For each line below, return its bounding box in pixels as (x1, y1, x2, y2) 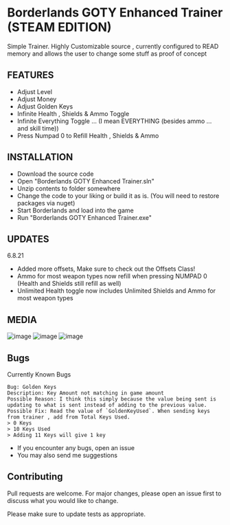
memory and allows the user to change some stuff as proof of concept (7, 49, 207, 58)
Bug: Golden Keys (7, 383, 57, 390)
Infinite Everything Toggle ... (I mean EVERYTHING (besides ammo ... (16, 117, 212, 125)
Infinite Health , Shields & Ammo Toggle (16, 109, 130, 118)
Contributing (7, 471, 63, 482)
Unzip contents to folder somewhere (16, 184, 121, 192)
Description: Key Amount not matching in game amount (7, 390, 165, 396)
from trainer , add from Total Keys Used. (7, 414, 130, 421)
